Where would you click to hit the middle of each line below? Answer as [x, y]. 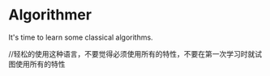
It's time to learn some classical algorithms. [81, 37]
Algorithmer [50, 15]
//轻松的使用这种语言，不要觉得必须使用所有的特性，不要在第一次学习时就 [132, 53]
